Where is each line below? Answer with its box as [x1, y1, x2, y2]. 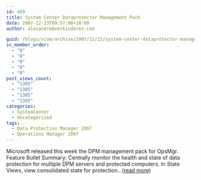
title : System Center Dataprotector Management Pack [6, 14, 141, 20]
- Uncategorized [11, 115, 52, 121]
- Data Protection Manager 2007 [11, 125, 93, 132]
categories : [6, 103, 36, 109]
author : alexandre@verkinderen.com [6, 25, 95, 32]
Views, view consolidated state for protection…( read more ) [6, 167, 151, 174]
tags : [6, 120, 20, 126]
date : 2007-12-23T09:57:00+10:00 [6, 20, 90, 26]
